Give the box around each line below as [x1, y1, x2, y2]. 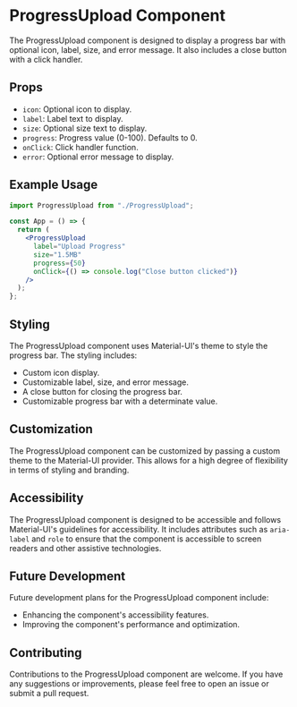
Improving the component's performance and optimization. [21, 619, 240, 630]
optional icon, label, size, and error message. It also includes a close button [9, 44, 287, 55]
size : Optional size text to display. [21, 123, 148, 133]
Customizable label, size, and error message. [21, 377, 190, 388]
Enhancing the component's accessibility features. [21, 609, 209, 620]
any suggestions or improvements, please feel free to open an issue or [9, 678, 270, 689]
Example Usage [9, 177, 98, 192]
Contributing [9, 645, 82, 660]
